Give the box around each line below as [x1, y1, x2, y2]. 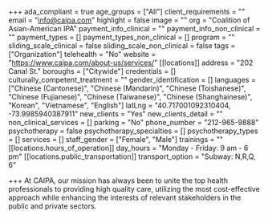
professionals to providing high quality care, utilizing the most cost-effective [8, 185, 261, 193]
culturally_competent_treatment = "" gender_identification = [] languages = [8, 75, 257, 84]
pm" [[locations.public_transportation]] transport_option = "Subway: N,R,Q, [8, 152, 256, 161]
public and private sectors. [8, 201, 97, 211]
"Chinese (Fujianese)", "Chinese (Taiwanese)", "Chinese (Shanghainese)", [8, 92, 253, 101]
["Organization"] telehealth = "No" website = [8, 50, 156, 59]
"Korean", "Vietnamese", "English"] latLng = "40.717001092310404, [8, 100, 231, 110]
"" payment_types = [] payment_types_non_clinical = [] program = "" [8, 32, 235, 42]
